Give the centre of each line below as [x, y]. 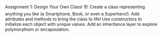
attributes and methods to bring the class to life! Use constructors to [73, 19]
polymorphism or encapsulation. [37, 29]
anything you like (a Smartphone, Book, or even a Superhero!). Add [72, 14]
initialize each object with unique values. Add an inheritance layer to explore [81, 24]
